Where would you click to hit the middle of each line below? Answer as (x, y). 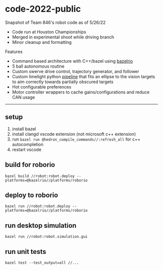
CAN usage (24, 97)
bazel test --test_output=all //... (42, 263)
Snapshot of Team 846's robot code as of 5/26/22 (55, 22)
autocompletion (28, 144)
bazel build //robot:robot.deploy (40, 176)
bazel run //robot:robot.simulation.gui (47, 237)
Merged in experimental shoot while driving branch (63, 37)
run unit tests (26, 252)
